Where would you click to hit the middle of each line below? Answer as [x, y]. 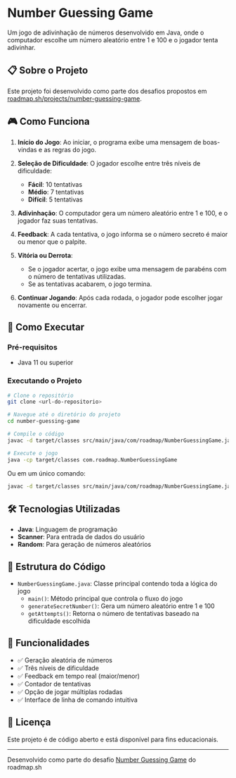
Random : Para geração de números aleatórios [84, 545]
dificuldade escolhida [59, 621]
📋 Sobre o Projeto [48, 71]
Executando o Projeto [45, 381]
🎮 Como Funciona [48, 122]
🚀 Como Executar [46, 327]
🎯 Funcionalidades [48, 643]
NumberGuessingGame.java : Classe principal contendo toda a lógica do [117, 583]
